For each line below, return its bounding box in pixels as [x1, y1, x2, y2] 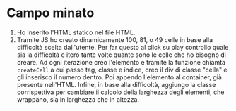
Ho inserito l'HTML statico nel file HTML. [16, 28, 136, 37]
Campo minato [6, 5, 95, 21]
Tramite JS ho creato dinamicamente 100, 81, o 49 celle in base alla [16, 35, 213, 44]
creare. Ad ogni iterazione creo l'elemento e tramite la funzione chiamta [16, 58, 226, 66]
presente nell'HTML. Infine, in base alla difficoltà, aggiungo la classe [16, 80, 216, 89]
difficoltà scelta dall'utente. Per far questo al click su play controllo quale [16, 43, 229, 51]
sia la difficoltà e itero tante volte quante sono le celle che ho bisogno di [16, 51, 227, 59]
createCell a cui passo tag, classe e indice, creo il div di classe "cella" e [16, 65, 228, 74]
